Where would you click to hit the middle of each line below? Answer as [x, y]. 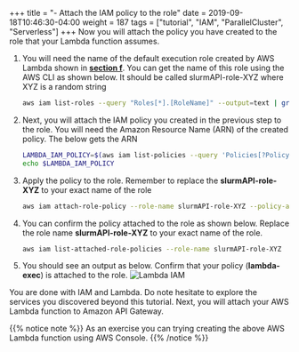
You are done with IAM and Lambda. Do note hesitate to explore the [133, 292]
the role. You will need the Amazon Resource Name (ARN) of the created [155, 129]
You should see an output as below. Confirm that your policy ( [135, 266]
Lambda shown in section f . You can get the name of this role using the [153, 68]
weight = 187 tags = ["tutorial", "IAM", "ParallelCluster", [183, 22]
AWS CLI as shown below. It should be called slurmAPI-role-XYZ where [153, 77]
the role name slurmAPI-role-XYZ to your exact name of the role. [142, 232]
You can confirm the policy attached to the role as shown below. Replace [156, 223]
